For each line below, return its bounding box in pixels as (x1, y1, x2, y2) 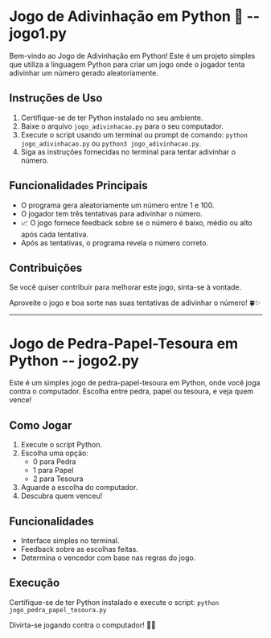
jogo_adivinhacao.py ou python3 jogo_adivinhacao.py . (20, 138, 202, 148)
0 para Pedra (32, 457, 76, 467)
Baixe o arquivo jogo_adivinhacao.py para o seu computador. (20, 121, 224, 131)
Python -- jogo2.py (9, 352, 139, 369)
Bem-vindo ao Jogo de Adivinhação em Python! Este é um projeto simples (9, 51, 256, 60)
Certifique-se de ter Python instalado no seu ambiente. (20, 113, 203, 122)
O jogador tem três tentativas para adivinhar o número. (20, 208, 203, 218)
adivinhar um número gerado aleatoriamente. (9, 68, 159, 77)
